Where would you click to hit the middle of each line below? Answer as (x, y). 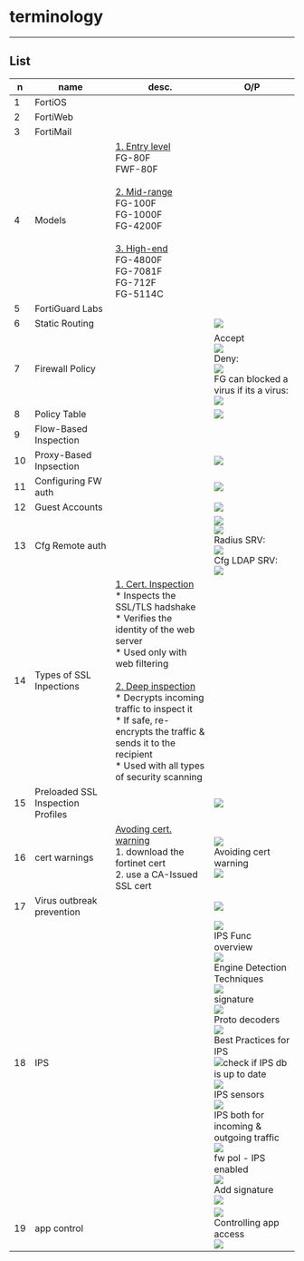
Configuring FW (68, 481)
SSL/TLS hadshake (156, 607)
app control (59, 1228)
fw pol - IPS (240, 1158)
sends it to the (146, 743)
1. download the (150, 852)
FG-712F (136, 282)
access (229, 1234)
